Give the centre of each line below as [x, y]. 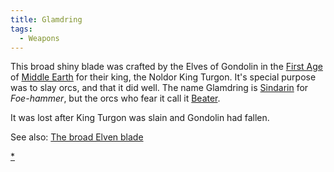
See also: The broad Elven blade [77, 137]
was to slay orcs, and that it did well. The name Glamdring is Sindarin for [159, 88]
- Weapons [39, 38]
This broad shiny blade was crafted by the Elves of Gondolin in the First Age [166, 67]
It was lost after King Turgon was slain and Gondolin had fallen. [140, 118]
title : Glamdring [46, 19]
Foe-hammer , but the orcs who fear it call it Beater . [115, 98]
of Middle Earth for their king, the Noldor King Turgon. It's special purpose [163, 77]
